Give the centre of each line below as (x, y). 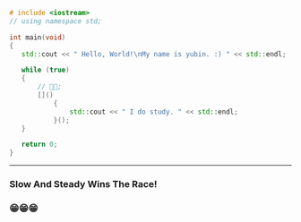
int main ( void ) (38, 37)
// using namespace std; (56, 21)
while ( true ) (45, 70)
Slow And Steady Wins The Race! (83, 184)
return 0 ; (39, 145)
